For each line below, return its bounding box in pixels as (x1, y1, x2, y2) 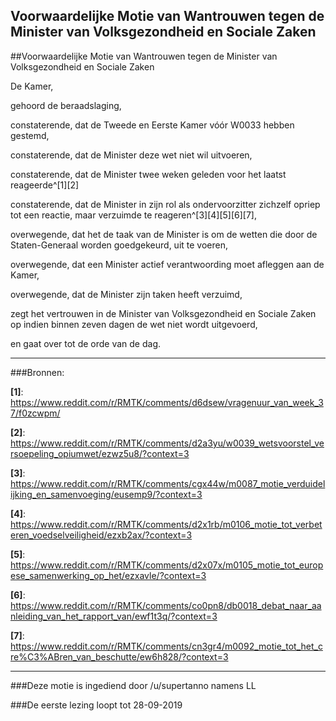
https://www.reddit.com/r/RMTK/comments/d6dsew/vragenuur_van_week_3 (10, 396, 324, 408)
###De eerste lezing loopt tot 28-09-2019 (10, 699, 183, 711)
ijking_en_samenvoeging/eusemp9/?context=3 (10, 488, 203, 500)
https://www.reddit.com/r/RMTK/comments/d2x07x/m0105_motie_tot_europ (10, 559, 324, 571)
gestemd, (10, 129, 50, 141)
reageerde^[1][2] (10, 179, 80, 191)
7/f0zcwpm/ (10, 407, 61, 419)
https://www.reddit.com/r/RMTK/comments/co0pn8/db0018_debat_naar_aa (10, 599, 322, 611)
